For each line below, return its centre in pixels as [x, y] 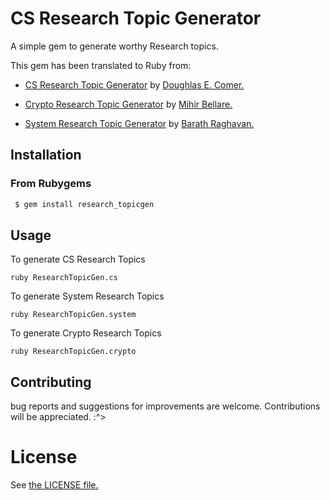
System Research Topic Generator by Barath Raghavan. [139, 123]
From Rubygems [51, 184]
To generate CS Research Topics [78, 259]
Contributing [51, 382]
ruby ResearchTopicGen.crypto [73, 352]
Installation [46, 155]
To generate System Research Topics [87, 296]
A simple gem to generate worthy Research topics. [114, 46]
